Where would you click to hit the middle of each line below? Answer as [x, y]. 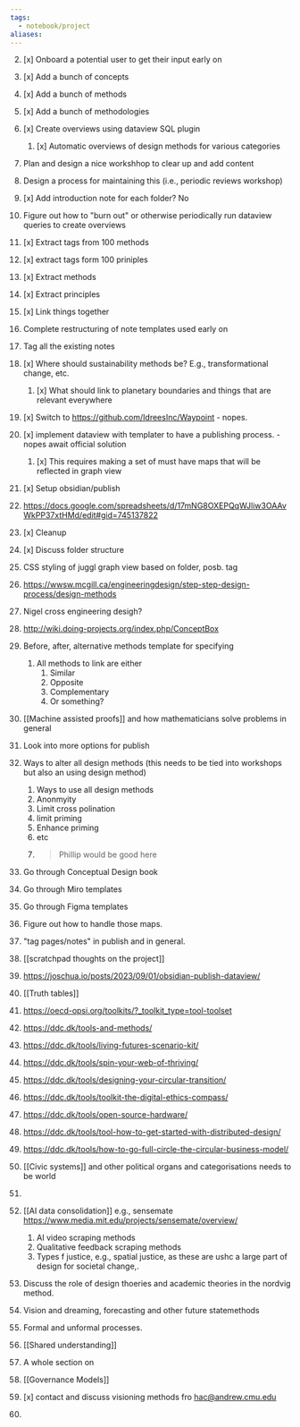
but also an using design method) [84, 773]
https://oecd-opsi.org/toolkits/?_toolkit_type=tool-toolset [128, 1011]
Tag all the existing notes [69, 346]
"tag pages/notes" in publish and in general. [104, 941]
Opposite [67, 683]
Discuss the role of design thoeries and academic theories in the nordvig [157, 1284]
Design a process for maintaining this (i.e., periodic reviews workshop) [153, 181]
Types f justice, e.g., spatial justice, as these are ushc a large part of [162, 1257]
